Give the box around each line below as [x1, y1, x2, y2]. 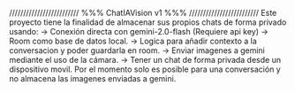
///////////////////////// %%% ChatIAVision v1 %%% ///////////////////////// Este [9, 8, 277, 18]
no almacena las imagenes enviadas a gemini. [9, 74, 177, 83]
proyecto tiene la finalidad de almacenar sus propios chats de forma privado [9, 17, 287, 27]
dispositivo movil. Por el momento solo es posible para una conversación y [9, 64, 281, 74]
